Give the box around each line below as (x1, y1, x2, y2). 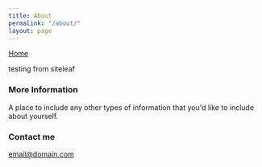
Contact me (8, 131, 56, 142)
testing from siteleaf (8, 64, 75, 74)
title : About (8, 11, 52, 20)
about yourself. (8, 111, 59, 120)
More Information (8, 84, 78, 96)
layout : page (8, 26, 52, 35)
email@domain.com (8, 149, 75, 159)
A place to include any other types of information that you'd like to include (8, 102, 255, 112)
